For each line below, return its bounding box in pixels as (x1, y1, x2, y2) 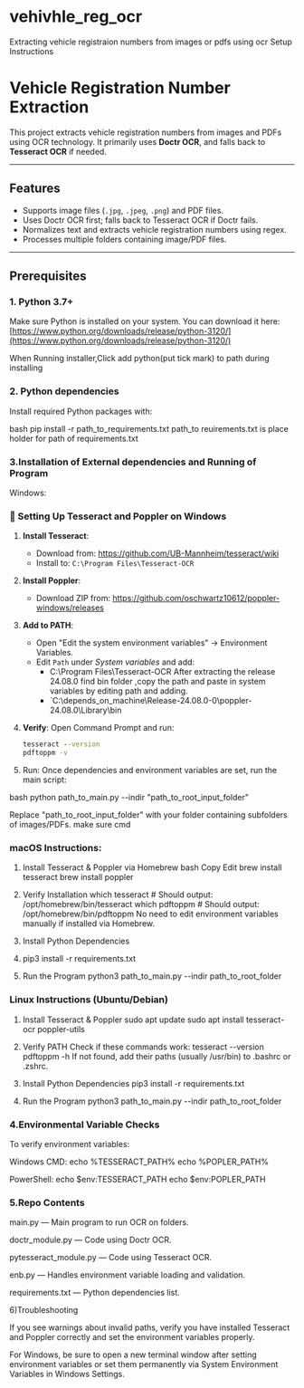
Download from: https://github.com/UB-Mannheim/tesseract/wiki (35, 548, 280, 559)
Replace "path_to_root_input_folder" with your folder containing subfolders (9, 809, 288, 820)
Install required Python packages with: (9, 406, 153, 416)
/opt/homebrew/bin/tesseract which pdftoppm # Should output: (22, 899, 260, 910)
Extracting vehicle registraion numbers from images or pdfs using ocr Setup (9, 36, 292, 47)
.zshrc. (22, 1060, 49, 1071)
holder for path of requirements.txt (9, 433, 138, 444)
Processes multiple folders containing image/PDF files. (22, 234, 227, 244)
